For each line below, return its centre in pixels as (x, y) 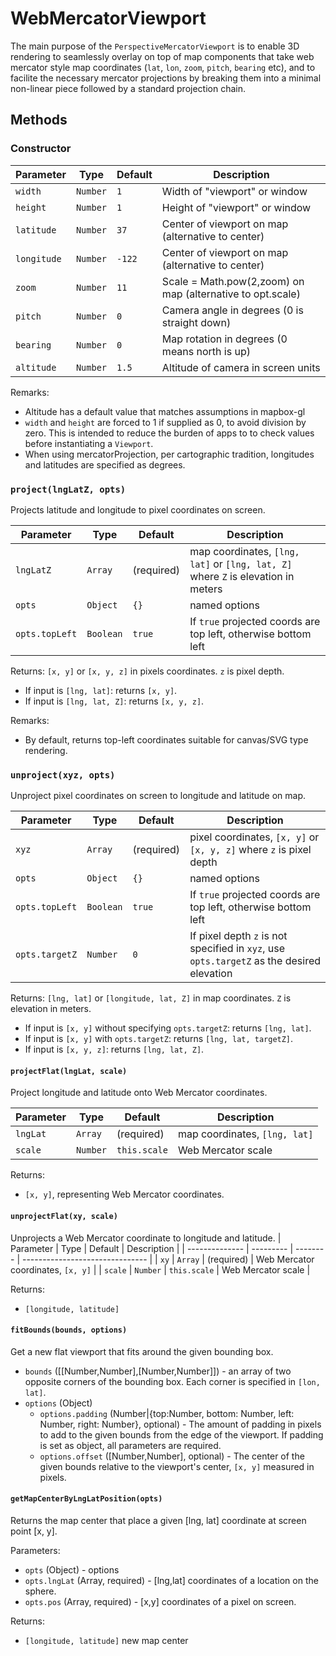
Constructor (41, 149)
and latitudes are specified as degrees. (105, 464)
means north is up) (206, 351)
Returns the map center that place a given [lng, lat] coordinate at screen (158, 1521)
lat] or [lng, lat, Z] (241, 564)
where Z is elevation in (242, 576)
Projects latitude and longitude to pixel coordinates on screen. (138, 509)
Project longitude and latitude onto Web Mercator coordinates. (139, 1093)
